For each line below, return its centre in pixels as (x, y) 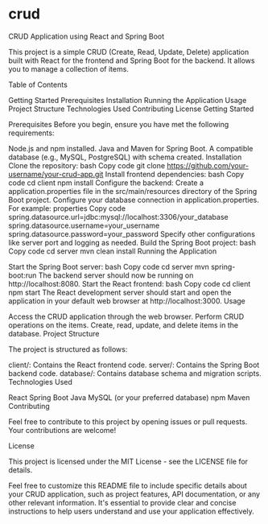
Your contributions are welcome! (62, 430)
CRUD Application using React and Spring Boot (87, 36)
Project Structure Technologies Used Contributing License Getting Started (131, 109)
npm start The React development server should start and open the (120, 292)
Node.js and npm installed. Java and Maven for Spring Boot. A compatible (131, 148)
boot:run (23, 275)
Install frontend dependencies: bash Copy (174, 174)
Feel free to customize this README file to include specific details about (128, 485)
